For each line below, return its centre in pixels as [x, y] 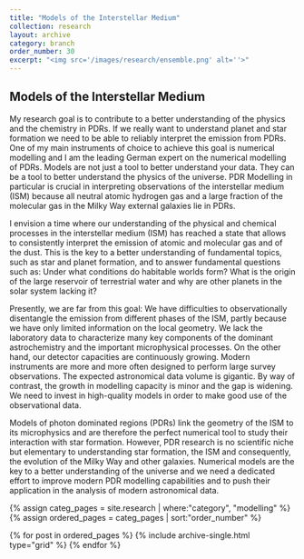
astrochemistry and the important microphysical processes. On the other [145, 347]
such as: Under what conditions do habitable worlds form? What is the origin [152, 271]
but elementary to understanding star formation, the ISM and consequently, [151, 452]
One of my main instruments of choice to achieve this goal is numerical [142, 147]
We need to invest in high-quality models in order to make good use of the [148, 395]
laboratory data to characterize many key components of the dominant [142, 337]
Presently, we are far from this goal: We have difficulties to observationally [148, 308]
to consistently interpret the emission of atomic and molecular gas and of [146, 243]
